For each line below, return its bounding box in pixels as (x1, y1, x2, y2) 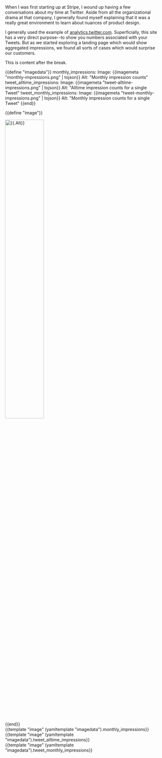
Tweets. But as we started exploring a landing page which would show (5, 40, 147, 46)
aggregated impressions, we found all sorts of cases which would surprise (5, 45, 156, 51)
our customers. (5, 50, 36, 56)
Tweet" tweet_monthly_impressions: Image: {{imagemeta (5, 90, 120, 96)
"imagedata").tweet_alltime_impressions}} (5, 737, 90, 742)
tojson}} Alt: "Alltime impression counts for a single (44, 85, 147, 90)
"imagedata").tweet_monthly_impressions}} (5, 747, 93, 753)
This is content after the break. (5, 60, 67, 65)
